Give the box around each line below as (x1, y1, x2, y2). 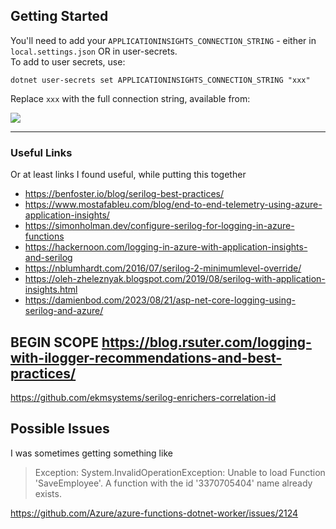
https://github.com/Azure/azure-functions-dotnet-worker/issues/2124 (10, 507, 299, 519)
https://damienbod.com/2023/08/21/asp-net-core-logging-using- (24, 294, 297, 306)
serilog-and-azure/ (24, 305, 104, 317)
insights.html (24, 284, 78, 296)
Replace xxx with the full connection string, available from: (10, 92, 251, 104)
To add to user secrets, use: (10, 55, 126, 68)
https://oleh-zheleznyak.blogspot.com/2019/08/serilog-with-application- (24, 273, 326, 285)
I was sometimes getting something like (10, 447, 173, 459)
